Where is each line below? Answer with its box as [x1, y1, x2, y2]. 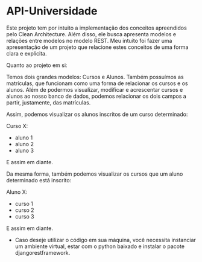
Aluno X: [6, 188, 28, 196]
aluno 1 [14, 134, 33, 141]
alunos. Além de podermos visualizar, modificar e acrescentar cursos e [6, 86, 183, 93]
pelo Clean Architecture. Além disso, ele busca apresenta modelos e [6, 30, 177, 37]
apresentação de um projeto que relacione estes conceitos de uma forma [6, 43, 189, 51]
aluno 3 [14, 147, 34, 154]
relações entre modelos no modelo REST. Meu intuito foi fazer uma [6, 37, 172, 44]
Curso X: [6, 122, 28, 129]
